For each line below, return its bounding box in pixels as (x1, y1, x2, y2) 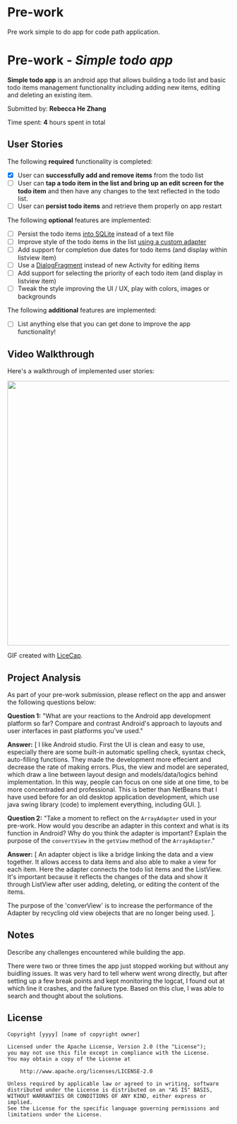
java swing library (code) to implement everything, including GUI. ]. (7, 800, 202, 809)
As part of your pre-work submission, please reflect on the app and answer (7, 690, 226, 699)
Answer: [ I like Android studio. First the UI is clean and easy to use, (7, 740, 205, 749)
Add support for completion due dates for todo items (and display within (17, 246, 228, 254)
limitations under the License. (7, 1111, 102, 1118)
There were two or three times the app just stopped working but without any (7, 961, 229, 970)
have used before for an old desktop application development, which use (7, 792, 220, 801)
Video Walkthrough (7, 348, 95, 360)
